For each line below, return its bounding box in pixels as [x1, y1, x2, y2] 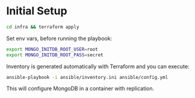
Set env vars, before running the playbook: [6, 35, 113, 42]
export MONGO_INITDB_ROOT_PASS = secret [6, 52, 104, 58]
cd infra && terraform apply [6, 24, 79, 30]
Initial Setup [6, 4, 67, 18]
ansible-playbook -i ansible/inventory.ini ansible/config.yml [6, 74, 169, 80]
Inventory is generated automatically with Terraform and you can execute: [6, 63, 190, 70]
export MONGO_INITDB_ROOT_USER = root [6, 46, 98, 52]
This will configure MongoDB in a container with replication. [6, 85, 155, 92]
